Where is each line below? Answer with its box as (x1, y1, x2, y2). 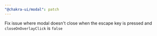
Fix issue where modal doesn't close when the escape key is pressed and (4, 20, 153, 26)
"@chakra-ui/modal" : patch (4, 7, 59, 12)
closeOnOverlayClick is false (4, 25, 63, 31)
